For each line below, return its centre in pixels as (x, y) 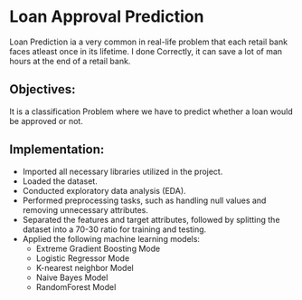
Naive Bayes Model (72, 277)
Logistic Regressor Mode (83, 258)
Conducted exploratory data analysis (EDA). (104, 190)
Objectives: (42, 89)
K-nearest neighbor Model (85, 267)
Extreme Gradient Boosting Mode (98, 248)
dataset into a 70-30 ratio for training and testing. (114, 229)
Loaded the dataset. (60, 181)
